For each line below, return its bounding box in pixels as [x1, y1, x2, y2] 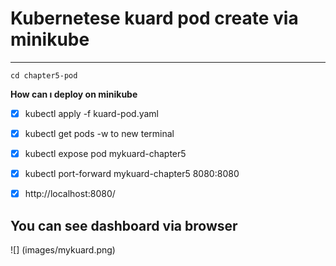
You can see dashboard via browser [10, 217, 238, 234]
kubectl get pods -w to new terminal [24, 128, 175, 139]
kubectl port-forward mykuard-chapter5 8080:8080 [24, 168, 240, 180]
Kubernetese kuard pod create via [10, 7, 299, 30]
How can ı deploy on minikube [10, 88, 138, 100]
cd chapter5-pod [10, 70, 78, 81]
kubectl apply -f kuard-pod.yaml [24, 107, 159, 119]
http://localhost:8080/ [24, 188, 116, 200]
